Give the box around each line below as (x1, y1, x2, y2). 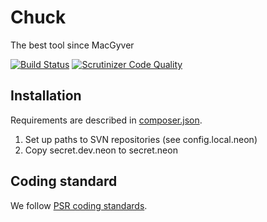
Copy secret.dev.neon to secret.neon (24, 144, 178, 156)
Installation (10, 87, 82, 105)
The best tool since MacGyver (10, 39, 135, 51)
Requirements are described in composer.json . (10, 114, 203, 126)
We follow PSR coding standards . (10, 199, 148, 211)
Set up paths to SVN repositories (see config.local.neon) (24, 133, 258, 145)
